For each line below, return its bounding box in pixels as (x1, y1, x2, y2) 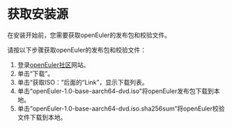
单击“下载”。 (17, 69, 54, 78)
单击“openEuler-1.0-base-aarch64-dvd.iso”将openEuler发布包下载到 (17, 87, 214, 95)
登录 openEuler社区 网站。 (17, 60, 90, 69)
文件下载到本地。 (17, 113, 67, 121)
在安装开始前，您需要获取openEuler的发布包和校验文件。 (7, 31, 171, 39)
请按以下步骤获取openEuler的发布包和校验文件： (7, 45, 146, 54)
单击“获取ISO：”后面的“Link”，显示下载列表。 (17, 78, 148, 86)
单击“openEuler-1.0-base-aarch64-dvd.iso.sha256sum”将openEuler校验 (17, 104, 225, 113)
